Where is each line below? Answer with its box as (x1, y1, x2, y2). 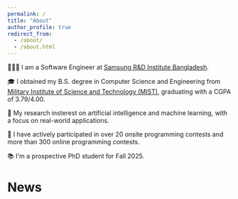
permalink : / (7, 10, 46, 18)
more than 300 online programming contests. (7, 138, 140, 146)
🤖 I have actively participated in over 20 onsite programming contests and (7, 130, 224, 139)
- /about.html (13, 43, 55, 50)
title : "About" (7, 17, 53, 24)
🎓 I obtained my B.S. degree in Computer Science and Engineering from (7, 77, 221, 85)
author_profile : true (7, 23, 72, 31)
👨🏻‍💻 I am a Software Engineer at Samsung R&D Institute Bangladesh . (7, 63, 210, 71)
